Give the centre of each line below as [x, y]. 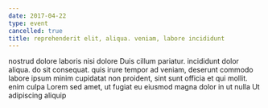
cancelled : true [35, 31]
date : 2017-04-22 [37, 16]
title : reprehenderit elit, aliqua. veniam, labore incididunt [117, 38]
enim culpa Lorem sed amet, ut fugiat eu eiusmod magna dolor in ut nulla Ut [134, 87]
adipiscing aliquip [37, 96]
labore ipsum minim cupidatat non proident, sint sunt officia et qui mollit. [128, 78]
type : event [28, 23]
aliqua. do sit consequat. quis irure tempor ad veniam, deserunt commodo [131, 70]
